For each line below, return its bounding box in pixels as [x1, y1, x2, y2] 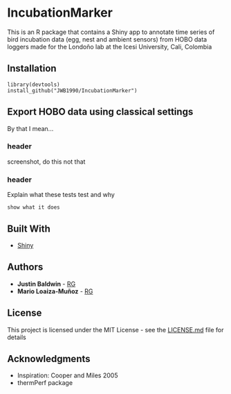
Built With [7, 223, 50, 234]
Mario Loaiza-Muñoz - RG [17, 286, 93, 295]
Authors [7, 262, 44, 273]
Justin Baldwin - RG [17, 280, 76, 288]
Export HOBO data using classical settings [7, 106, 194, 118]
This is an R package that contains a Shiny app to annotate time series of [7, 28, 215, 36]
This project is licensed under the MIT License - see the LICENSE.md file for [7, 325, 224, 334]
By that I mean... [7, 124, 54, 132]
